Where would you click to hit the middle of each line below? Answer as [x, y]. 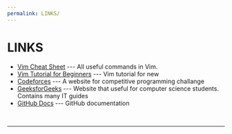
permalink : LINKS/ [33, 13]
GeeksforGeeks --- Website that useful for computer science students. [118, 88]
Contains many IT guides [52, 96]
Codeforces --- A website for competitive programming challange [111, 81]
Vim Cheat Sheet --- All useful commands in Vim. [87, 67]
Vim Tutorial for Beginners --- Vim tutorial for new [88, 74]
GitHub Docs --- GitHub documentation [73, 103]
